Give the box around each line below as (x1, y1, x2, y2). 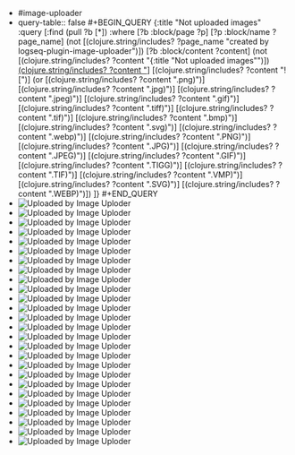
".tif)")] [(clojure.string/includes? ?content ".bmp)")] (47, 112, 238, 123)
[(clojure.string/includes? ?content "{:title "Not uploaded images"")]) (17, 56, 270, 65)
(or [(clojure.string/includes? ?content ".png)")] (32, 74, 206, 84)
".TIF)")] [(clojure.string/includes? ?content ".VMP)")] (47, 169, 243, 180)
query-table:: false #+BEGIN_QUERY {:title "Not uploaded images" (17, 17, 262, 28)
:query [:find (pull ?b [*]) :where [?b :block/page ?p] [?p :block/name (17, 27, 271, 37)
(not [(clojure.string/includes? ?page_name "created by (65, 36, 270, 47)
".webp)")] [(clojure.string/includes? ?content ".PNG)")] (47, 132, 251, 142)
